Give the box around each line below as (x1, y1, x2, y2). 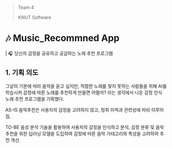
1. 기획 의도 (5, 68, 39, 77)
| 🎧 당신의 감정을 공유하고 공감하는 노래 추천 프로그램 (5, 50, 113, 56)
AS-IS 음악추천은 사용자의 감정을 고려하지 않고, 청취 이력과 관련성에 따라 (5, 106, 150, 113)
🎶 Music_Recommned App (5, 32, 120, 44)
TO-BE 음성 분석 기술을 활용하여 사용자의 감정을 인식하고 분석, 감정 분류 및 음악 (5, 124, 164, 130)
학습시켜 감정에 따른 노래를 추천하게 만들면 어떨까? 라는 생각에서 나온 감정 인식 (5, 89, 163, 96)
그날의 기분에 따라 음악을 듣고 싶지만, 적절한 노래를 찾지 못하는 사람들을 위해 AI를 (5, 83, 167, 89)
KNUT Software (17, 14, 51, 20)
